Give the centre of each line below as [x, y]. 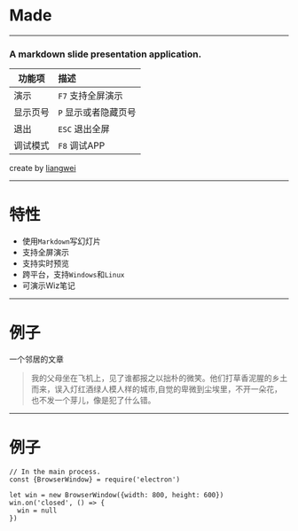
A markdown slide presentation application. [106, 54]
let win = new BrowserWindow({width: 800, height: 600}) [117, 496]
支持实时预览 [45, 263]
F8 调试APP [82, 145]
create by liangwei [43, 168]
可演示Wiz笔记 [48, 285]
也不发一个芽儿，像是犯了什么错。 [93, 401]
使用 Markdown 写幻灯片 [62, 241]
